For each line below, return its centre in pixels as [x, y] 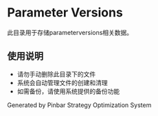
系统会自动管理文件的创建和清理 [62, 82]
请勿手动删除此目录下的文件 [56, 74]
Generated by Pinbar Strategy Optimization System [79, 105]
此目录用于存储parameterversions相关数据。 [70, 32]
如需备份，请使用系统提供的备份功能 [68, 91]
